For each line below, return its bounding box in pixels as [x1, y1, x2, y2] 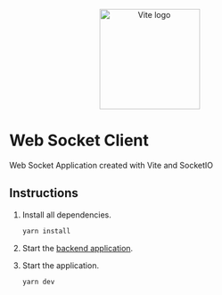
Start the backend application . [21, 242, 134, 253]
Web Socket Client [9, 130, 150, 151]
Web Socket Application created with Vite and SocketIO [9, 160, 214, 170]
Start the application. [21, 259, 100, 271]
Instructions [9, 185, 78, 201]
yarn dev [21, 277, 55, 286]
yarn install [21, 226, 71, 235]
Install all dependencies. [21, 209, 111, 220]
